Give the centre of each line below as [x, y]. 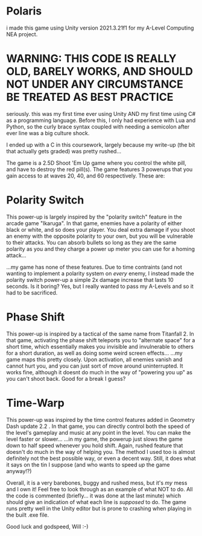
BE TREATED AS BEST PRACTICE [90, 97]
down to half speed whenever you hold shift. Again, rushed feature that [95, 445]
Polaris [24, 11]
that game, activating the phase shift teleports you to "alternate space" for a [101, 340]
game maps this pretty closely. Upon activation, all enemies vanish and [94, 359]
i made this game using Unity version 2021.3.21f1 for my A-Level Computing [100, 28]
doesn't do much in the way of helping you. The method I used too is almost [101, 451]
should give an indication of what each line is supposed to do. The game [96, 502]
